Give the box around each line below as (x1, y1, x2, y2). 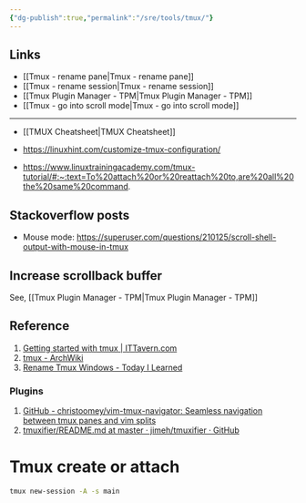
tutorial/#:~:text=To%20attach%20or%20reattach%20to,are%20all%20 (22, 171, 294, 182)
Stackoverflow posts (9, 207, 130, 223)
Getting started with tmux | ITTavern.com (22, 343, 178, 354)
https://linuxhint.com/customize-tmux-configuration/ (22, 144, 221, 155)
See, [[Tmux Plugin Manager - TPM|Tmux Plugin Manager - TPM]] (9, 293, 258, 303)
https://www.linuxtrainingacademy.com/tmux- (22, 161, 196, 173)
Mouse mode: (22, 231, 76, 242)
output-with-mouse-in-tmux (22, 241, 129, 252)
